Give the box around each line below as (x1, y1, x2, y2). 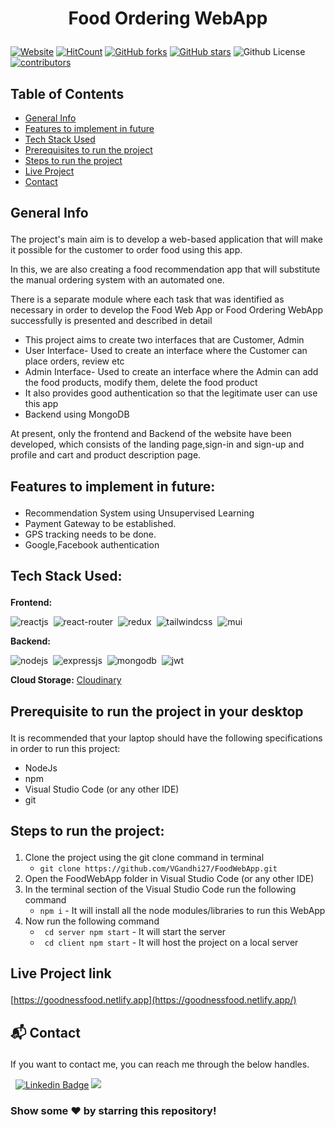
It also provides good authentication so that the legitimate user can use (24, 387, 318, 399)
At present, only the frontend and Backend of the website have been (10, 428, 292, 440)
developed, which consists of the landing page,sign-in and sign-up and (10, 438, 305, 451)
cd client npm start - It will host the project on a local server (44, 936, 299, 948)
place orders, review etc (24, 355, 125, 367)
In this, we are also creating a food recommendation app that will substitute (10, 263, 321, 276)
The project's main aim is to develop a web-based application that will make (10, 233, 323, 246)
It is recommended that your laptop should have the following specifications (10, 732, 323, 744)
